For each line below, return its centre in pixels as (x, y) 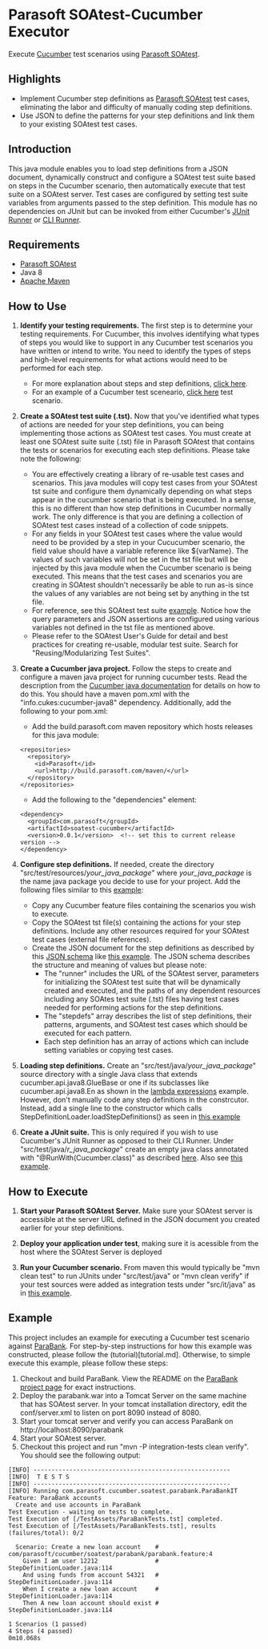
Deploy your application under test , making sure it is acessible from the (139, 1243)
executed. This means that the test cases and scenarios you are (137, 577)
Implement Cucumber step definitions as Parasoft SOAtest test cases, (135, 99)
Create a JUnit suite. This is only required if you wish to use (119, 1132)
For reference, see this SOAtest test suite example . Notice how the (141, 611)
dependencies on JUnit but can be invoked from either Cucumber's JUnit (129, 211)
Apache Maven (45, 281)
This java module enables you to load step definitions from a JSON (118, 168)
